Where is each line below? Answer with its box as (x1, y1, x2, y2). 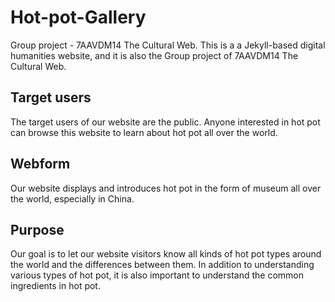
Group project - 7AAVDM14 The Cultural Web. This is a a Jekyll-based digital (10, 39, 326, 51)
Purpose (10, 221, 65, 238)
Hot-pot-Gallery (10, 6, 147, 29)
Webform (10, 156, 71, 173)
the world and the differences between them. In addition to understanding (10, 259, 315, 271)
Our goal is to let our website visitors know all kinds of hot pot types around (10, 248, 322, 260)
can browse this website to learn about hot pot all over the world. (10, 126, 278, 138)
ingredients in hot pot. (10, 280, 101, 292)
